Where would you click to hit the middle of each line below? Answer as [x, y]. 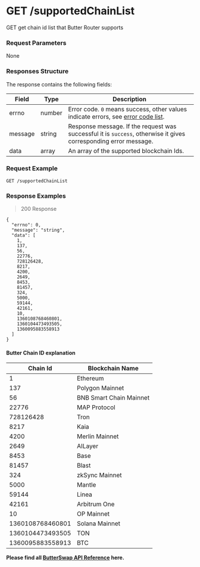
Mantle [87, 485]
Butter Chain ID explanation [41, 353]
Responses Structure [37, 71]
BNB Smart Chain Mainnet [113, 398]
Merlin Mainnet [98, 437]
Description [130, 99]
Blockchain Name [113, 369]
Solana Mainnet [99, 524]
